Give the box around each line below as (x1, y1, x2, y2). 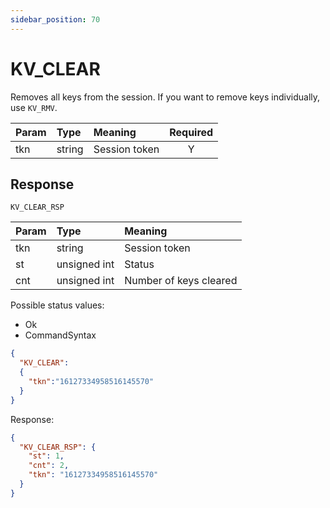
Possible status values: (10, 299, 105, 311)
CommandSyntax (24, 329, 97, 341)
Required (169, 125, 214, 139)
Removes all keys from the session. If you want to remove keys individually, (10, 91, 321, 103)
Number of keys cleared (124, 274, 238, 288)
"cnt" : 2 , (28, 461, 70, 471)
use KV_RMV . (10, 101, 58, 113)
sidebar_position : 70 (10, 14, 101, 25)
